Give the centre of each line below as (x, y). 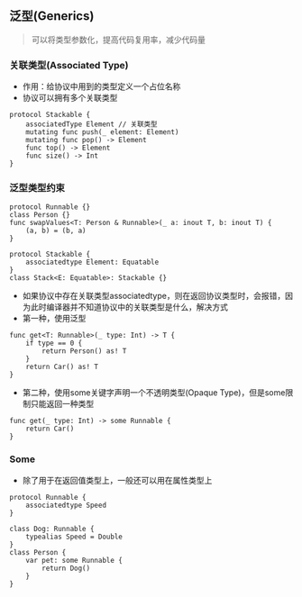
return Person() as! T (84, 351)
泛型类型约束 (37, 188)
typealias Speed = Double (74, 537)
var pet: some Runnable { (74, 560)
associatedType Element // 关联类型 (92, 124)
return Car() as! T (62, 367)
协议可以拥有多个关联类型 (70, 98)
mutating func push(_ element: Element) (102, 132)
